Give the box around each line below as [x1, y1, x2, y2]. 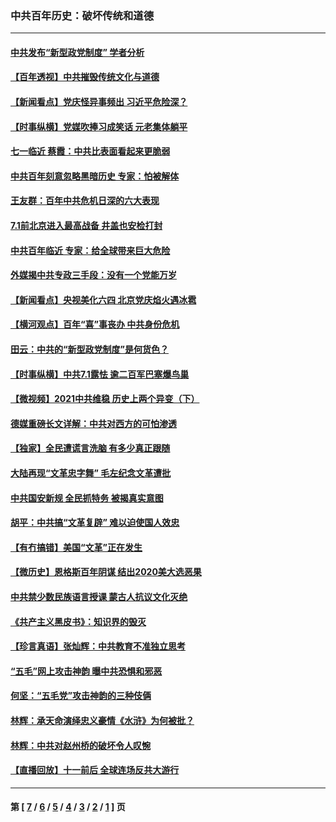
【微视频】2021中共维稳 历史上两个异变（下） [10, 393, 200, 405]
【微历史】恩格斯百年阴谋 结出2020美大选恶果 [10, 566, 202, 578]
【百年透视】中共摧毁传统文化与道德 [10, 71, 160, 83]
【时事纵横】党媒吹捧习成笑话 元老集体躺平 [10, 120, 188, 132]
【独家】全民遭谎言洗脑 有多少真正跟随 [10, 442, 171, 454]
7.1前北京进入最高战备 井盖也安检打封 [10, 220, 163, 232]
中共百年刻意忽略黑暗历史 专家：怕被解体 [10, 170, 180, 182]
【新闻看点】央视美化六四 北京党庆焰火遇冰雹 [10, 293, 197, 306]
